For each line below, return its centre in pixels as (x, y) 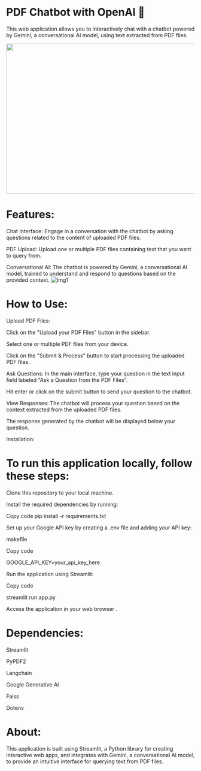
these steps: (38, 476)
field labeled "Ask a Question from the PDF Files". (67, 380)
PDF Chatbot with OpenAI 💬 (76, 12)
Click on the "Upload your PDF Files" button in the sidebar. (78, 332)
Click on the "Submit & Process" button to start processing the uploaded (95, 356)
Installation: (20, 439)
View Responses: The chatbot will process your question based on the (93, 403)
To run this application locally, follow (99, 463)
